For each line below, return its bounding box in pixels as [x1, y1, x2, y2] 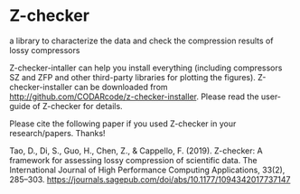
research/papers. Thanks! [9, 127, 106, 138]
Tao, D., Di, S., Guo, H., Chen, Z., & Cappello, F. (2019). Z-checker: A [9, 145, 264, 156]
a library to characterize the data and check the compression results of [9, 35, 274, 46]
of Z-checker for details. [32, 100, 124, 111]
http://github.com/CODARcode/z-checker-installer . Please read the [9, 91, 259, 102]
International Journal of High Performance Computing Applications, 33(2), [9, 164, 286, 175]
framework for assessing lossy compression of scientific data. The [9, 154, 258, 165]
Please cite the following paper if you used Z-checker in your [9, 118, 237, 129]
